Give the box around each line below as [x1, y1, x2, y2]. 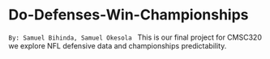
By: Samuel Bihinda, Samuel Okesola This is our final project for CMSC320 [8, 32, 262, 42]
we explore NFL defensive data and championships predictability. [8, 40, 227, 50]
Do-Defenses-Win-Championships [8, 6, 249, 24]
